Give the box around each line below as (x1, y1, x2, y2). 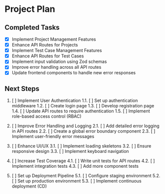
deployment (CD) (11, 183, 47, 189)
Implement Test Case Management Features (11, 48, 102, 53)
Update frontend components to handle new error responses (11, 70, 136, 76)
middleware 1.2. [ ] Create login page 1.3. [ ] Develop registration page (11, 103, 154, 109)
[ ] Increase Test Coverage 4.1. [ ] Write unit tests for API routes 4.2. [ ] (11, 158, 155, 164)
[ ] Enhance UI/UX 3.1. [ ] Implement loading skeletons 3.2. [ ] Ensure (11, 143, 152, 149)
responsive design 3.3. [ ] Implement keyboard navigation (11, 148, 129, 154)
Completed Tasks (4, 23, 60, 32)
